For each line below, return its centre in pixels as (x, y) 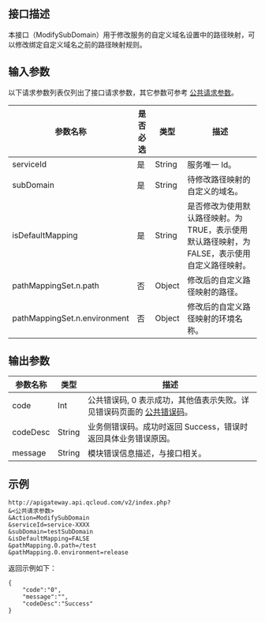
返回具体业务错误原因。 (131, 439)
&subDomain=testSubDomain (50, 532)
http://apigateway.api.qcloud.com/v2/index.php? (90, 503)
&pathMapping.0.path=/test (52, 546)
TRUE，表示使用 (218, 230)
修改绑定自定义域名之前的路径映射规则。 (80, 44)
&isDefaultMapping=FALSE (49, 539)
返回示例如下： (32, 568)
